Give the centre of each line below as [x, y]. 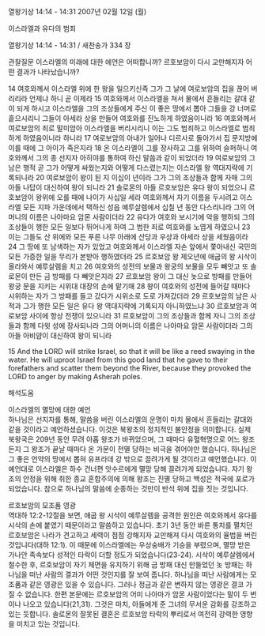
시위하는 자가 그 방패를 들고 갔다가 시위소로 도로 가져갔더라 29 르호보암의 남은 [129, 296]
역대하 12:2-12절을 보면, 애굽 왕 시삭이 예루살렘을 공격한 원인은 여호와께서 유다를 [133, 515]
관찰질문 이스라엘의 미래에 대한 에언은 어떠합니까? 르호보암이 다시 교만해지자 [126, 62]
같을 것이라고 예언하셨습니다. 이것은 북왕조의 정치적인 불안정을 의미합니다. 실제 [130, 429]
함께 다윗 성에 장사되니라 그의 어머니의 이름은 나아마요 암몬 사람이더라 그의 [138, 326]
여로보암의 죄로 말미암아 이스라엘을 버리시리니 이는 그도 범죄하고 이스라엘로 [125, 128]
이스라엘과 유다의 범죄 [42, 28]
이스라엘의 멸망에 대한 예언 [49, 410]
